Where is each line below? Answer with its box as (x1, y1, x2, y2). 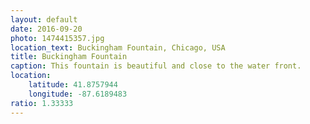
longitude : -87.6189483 (28, 89, 128, 99)
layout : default (10, 14, 78, 25)
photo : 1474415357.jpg (10, 33, 105, 43)
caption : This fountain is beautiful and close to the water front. (10, 61, 302, 71)
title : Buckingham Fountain (10, 52, 128, 62)
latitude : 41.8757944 (28, 80, 118, 90)
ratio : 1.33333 (10, 98, 74, 108)
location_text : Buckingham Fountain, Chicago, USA (10, 42, 226, 53)
